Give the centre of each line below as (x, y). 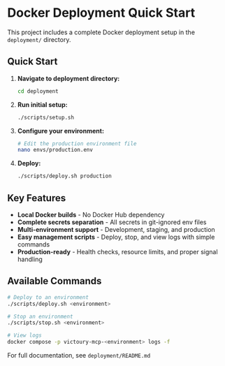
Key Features (37, 198)
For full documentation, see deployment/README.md (79, 355)
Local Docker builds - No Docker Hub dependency (91, 214)
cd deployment (38, 91)
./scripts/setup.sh (46, 117)
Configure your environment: (61, 131)
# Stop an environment (40, 316)
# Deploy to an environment (48, 297)
